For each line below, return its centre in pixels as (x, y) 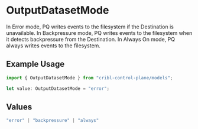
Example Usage (35, 64)
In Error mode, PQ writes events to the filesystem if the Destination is (90, 27)
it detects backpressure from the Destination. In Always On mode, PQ (91, 39)
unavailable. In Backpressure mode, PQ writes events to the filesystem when (99, 33)
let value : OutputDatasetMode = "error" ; (58, 88)
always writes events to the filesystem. (53, 46)
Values (19, 107)
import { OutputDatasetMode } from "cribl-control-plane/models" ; (90, 78)
